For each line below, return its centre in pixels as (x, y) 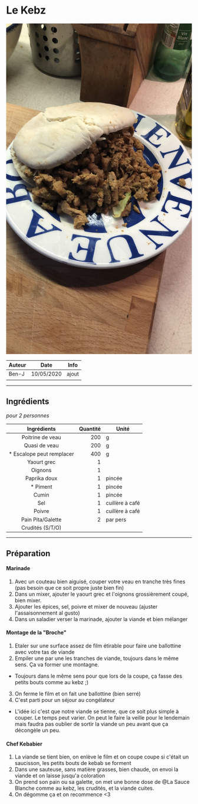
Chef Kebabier (24, 744)
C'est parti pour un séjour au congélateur (65, 700)
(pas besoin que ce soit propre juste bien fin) (69, 587)
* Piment (41, 486)
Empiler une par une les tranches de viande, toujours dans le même (96, 658)
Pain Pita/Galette (41, 519)
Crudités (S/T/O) (42, 527)
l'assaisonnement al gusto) (47, 613)
